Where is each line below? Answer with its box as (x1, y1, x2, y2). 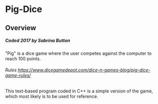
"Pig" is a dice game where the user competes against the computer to (5, 50, 152, 56)
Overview (5, 24, 37, 32)
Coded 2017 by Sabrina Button (5, 38, 70, 44)
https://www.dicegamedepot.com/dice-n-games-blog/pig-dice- (18, 67, 150, 73)
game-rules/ (5, 72, 31, 78)
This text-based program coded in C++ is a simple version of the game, (5, 88, 153, 94)
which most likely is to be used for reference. (5, 93, 99, 99)
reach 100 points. (5, 55, 41, 61)
